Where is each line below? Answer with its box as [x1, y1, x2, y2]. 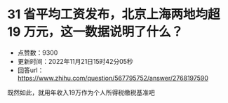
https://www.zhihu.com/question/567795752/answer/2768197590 [17, 74, 209, 82]
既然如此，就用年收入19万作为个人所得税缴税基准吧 [7, 88, 156, 97]
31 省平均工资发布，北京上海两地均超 [7, 6, 220, 22]
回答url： [17, 66, 44, 74]
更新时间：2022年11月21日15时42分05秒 [17, 57, 133, 65]
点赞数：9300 [17, 48, 58, 57]
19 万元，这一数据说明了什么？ [7, 24, 184, 40]
